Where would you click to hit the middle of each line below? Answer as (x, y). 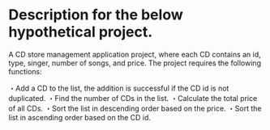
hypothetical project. (81, 32)
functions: (25, 71)
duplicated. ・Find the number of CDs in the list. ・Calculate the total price (133, 98)
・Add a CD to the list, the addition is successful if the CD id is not (119, 88)
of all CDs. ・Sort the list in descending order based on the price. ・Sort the (135, 108)
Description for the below (96, 15)
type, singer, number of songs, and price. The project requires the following (135, 63)
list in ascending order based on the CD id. (80, 117)
